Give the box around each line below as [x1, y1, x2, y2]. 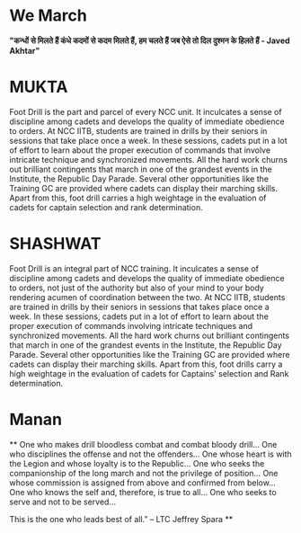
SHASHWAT [9, 234, 102, 254]
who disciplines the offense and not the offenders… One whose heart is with [9, 449, 292, 459]
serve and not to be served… [9, 496, 117, 507]
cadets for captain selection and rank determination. [9, 201, 204, 212]
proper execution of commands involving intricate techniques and [9, 320, 253, 331]
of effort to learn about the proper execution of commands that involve [9, 145, 271, 155]
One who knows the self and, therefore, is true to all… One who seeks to [9, 486, 277, 497]
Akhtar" [9, 45, 40, 56]
